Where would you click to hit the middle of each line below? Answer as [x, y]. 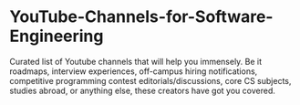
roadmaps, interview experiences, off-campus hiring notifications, [134, 71]
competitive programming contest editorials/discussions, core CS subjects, [150, 80]
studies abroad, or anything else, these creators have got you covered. [142, 90]
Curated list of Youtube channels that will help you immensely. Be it [136, 61]
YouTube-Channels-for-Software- [141, 17]
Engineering [57, 36]
